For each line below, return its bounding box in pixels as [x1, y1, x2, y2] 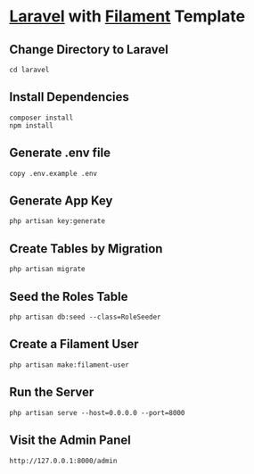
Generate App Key [9, 194, 113, 209]
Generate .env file [9, 146, 111, 161]
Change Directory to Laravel [9, 42, 169, 57]
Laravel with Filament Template [9, 6, 246, 27]
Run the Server [9, 385, 94, 400]
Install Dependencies [9, 89, 129, 104]
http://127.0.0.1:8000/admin [9, 456, 118, 465]
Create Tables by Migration [9, 241, 163, 256]
